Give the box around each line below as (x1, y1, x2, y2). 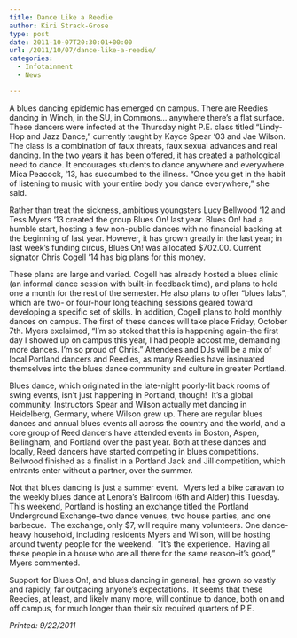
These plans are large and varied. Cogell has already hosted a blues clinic (9, 268, 279, 279)
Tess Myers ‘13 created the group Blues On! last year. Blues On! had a (9, 214, 264, 224)
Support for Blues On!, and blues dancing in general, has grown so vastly (9, 574, 277, 585)
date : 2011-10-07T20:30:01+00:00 (9, 37, 133, 47)
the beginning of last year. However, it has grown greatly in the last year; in (9, 232, 282, 244)
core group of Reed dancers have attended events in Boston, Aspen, (9, 427, 260, 438)
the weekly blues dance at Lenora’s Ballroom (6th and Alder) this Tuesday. (9, 491, 280, 502)
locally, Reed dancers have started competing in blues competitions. (9, 446, 259, 456)
